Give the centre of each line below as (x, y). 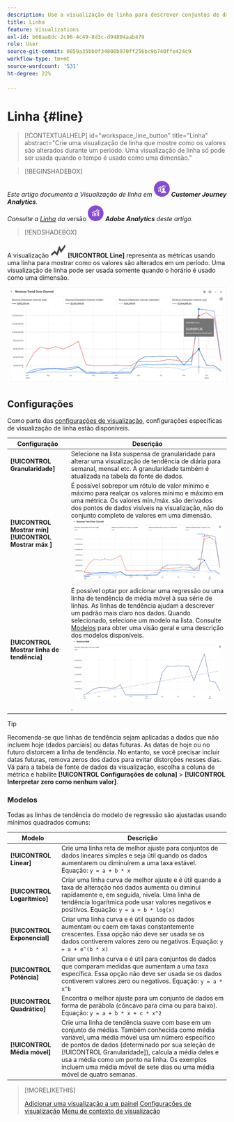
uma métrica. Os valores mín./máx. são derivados (141, 501)
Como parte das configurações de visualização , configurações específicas (115, 421)
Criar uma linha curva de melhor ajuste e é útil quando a (141, 880)
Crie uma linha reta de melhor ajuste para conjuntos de (140, 848)
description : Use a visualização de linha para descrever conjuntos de (113, 15)
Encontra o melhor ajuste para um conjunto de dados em (143, 998)
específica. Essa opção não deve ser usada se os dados (142, 973)
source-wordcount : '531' (43, 66)
